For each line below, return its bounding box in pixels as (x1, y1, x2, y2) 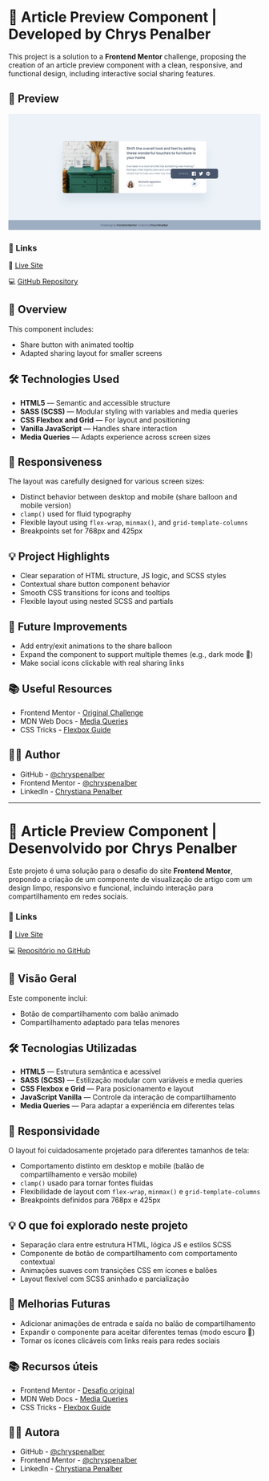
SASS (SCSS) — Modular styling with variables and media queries (19, 406, 239, 416)
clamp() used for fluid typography (19, 509, 132, 519)
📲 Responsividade (8, 1124, 100, 1138)
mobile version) (19, 500, 72, 510)
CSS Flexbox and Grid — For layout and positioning (19, 414, 191, 425)
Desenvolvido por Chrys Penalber (8, 839, 238, 857)
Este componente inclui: (8, 993, 88, 1003)
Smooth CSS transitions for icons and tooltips (19, 588, 171, 598)
